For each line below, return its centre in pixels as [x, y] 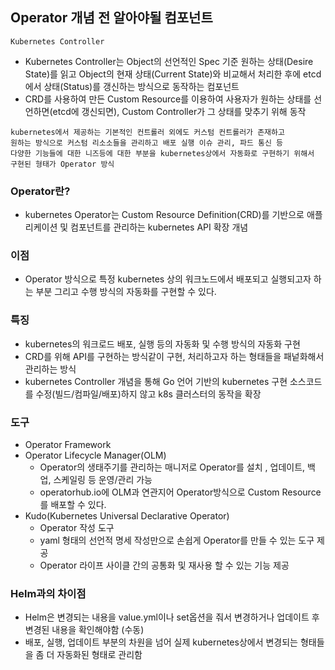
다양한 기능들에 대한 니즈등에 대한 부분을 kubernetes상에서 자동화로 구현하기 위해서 [162, 153]
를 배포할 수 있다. [73, 504]
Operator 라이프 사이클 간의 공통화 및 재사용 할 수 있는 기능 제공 [164, 565]
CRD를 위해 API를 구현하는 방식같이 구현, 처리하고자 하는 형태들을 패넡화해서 [174, 356]
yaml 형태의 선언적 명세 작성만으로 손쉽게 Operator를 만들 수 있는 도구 [177, 540]
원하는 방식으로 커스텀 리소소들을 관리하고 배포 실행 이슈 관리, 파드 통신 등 [146, 143]
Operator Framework [68, 444]
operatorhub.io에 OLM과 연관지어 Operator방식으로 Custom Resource [180, 492]
